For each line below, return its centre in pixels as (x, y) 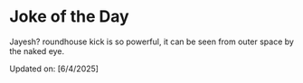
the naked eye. (37, 51)
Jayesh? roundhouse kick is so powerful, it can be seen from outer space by (151, 41)
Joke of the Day (69, 17)
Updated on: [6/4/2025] (54, 69)
